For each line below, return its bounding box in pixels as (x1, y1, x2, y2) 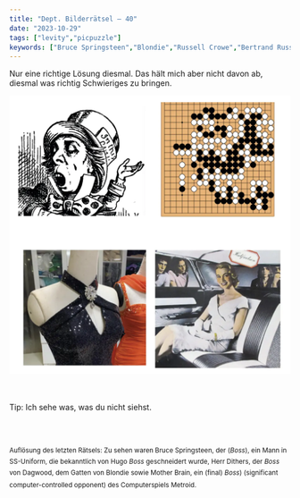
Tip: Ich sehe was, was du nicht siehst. (9, 402, 152, 413)
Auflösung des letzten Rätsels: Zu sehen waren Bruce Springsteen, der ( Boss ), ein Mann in (9, 446, 287, 455)
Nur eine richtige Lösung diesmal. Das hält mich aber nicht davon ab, (9, 68, 263, 80)
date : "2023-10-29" (9, 23, 82, 33)
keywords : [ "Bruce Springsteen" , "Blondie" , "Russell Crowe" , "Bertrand (9, 43, 274, 52)
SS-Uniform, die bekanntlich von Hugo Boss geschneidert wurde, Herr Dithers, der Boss (9, 457, 279, 466)
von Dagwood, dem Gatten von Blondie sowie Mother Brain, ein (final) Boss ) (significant (9, 468, 279, 477)
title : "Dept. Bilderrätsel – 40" (9, 14, 138, 23)
